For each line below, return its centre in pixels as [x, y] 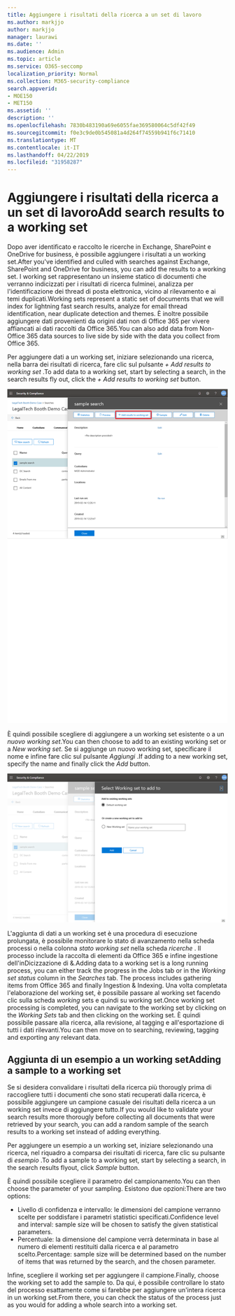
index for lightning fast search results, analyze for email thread [97, 306]
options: [19, 1196]
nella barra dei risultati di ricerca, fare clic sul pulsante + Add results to [109, 364]
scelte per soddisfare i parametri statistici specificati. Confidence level [118, 1217]
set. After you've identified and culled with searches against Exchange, [109, 262]
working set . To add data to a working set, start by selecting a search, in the [116, 372]
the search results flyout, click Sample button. [73, 1167]
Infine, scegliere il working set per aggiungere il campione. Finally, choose [113, 1275]
